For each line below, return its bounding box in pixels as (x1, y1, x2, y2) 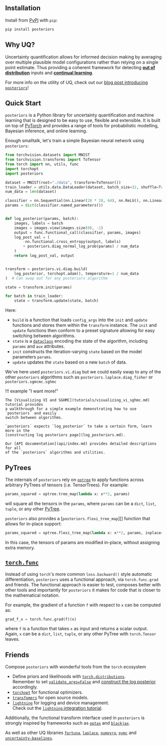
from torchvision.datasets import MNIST (5, 153, 90, 158)
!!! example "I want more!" (5, 388, 59, 394)
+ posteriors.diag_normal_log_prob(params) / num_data (23, 244, 139, 249)
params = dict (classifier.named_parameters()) (5, 203, 103, 208)
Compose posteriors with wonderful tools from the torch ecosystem (5, 664, 146, 670)
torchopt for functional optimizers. (12, 689, 83, 695)
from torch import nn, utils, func (5, 162, 79, 167)
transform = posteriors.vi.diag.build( (5, 266, 88, 272)
